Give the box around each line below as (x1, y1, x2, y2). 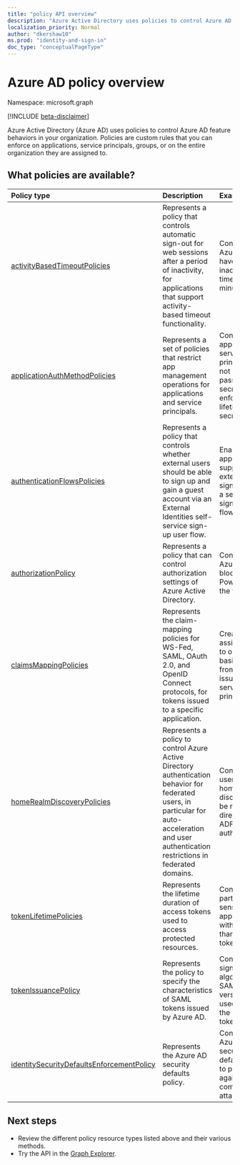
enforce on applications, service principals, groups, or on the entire (7, 141, 206, 149)
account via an (162, 494, 212, 504)
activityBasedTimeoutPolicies (11, 260, 111, 270)
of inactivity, (162, 265, 204, 275)
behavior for (162, 778, 204, 788)
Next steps (7, 1115, 57, 1127)
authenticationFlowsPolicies (11, 476, 105, 486)
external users (162, 458, 211, 468)
